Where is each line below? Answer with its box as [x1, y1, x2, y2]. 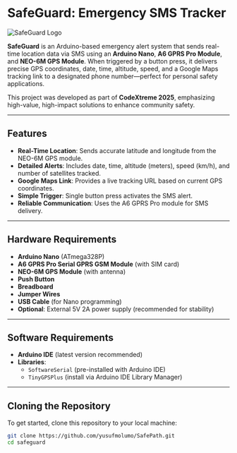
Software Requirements [7, 332, 114, 344]
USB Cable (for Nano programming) [17, 297, 122, 306]
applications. [7, 79, 44, 87]
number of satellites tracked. [17, 169, 101, 177]
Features [7, 128, 47, 140]
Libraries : [17, 358, 47, 366]
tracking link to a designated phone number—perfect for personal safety [7, 72, 218, 80]
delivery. [17, 206, 43, 215]
